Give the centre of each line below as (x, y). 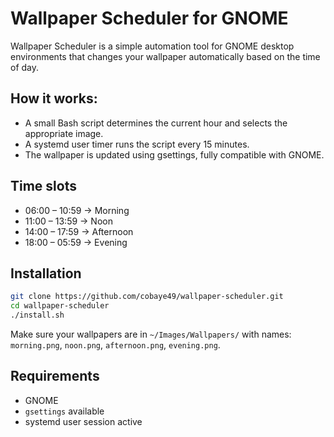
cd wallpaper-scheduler (60, 306)
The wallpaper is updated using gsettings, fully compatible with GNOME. (174, 154)
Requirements (55, 376)
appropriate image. (64, 133)
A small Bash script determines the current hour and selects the (156, 123)
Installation (46, 273)
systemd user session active (83, 421)
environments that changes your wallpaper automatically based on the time (165, 56)
